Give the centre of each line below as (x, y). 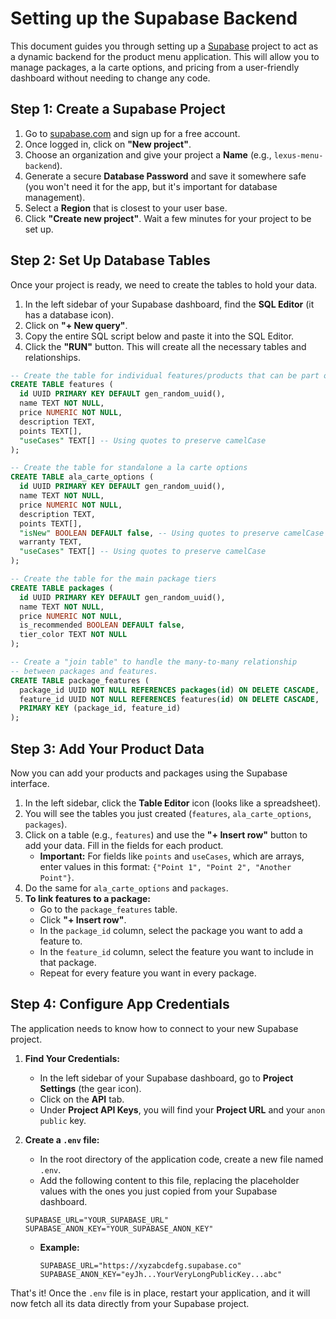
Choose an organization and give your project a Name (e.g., (148, 154)
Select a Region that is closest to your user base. (126, 208)
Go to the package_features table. (108, 909)
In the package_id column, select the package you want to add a (171, 930)
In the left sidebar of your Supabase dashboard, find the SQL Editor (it (169, 304)
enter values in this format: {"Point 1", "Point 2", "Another (165, 866)
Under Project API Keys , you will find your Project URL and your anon (182, 1109)
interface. (30, 783)
